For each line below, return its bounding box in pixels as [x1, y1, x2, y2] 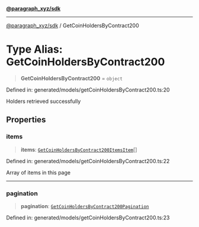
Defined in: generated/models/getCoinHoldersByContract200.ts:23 [6, 214, 170, 221]
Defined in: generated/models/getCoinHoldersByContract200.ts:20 [6, 86, 170, 93]
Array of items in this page [6, 168, 71, 176]
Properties [6, 115, 46, 125]
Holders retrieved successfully [6, 98, 81, 105]
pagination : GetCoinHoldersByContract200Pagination [20, 202, 149, 209]
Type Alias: [6, 43, 63, 56]
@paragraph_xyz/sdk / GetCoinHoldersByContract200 [6, 22, 139, 29]
